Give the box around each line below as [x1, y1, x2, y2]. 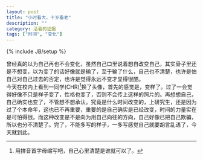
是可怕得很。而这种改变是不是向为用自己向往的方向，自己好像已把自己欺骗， [6, 113, 197, 121]
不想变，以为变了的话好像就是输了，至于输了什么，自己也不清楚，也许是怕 [11, 68, 197, 75]
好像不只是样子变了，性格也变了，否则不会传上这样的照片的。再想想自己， [11, 91, 197, 98]
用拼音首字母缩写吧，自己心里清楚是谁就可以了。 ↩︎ [14, 147, 143, 154]
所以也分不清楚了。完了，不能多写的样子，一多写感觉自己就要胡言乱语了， [6, 121, 192, 128]
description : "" [6, 20, 47, 26]
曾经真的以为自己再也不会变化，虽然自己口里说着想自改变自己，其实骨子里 [6, 60, 192, 68]
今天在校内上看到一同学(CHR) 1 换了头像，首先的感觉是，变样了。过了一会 [6, 82, 187, 91]
